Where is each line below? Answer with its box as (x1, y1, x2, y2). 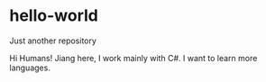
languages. (9, 62, 51, 73)
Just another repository (9, 35, 97, 46)
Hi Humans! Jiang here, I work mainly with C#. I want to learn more (9, 52, 258, 63)
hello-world (9, 5, 99, 26)
